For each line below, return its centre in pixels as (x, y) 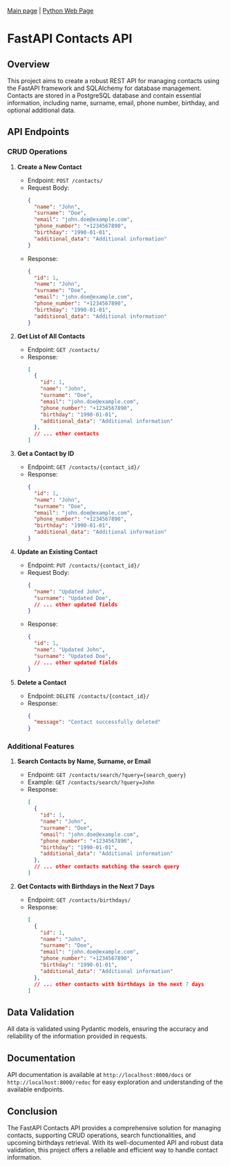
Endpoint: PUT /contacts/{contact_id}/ (84, 565)
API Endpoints (38, 132)
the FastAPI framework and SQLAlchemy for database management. (104, 88)
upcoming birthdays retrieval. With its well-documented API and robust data (115, 1142)
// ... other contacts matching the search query (106, 867)
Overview (29, 64)
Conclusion (32, 1111)
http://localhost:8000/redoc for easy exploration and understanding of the (115, 1082)
